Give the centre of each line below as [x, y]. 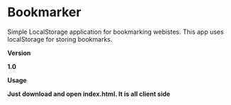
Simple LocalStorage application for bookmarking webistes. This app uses [116, 32]
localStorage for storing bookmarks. [60, 39]
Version [19, 53]
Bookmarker [44, 12]
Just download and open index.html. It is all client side [89, 94]
